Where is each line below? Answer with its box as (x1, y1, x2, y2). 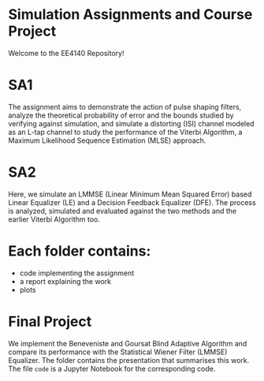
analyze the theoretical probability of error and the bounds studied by (8, 110, 234, 120)
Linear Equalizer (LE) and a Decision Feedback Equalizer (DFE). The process (8, 197, 256, 207)
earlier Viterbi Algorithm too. (8, 215, 100, 224)
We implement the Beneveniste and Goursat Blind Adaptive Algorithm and (8, 338, 247, 348)
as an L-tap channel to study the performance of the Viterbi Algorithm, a (8, 127, 243, 136)
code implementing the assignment (19, 268, 135, 278)
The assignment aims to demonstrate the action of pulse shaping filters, (8, 102, 242, 111)
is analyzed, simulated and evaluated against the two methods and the (8, 206, 237, 215)
